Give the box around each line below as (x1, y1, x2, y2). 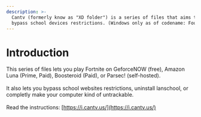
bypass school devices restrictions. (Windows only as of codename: (11, 20, 186, 26)
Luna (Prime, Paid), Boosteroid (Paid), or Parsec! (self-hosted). (6, 72, 161, 79)
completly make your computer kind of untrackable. (6, 91, 134, 98)
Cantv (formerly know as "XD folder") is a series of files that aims (11, 14, 191, 20)
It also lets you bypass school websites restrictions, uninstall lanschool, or (6, 85, 188, 92)
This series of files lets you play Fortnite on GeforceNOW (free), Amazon (6, 65, 185, 73)
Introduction (6, 46, 69, 59)
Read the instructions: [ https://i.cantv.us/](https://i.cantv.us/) (6, 104, 157, 111)
